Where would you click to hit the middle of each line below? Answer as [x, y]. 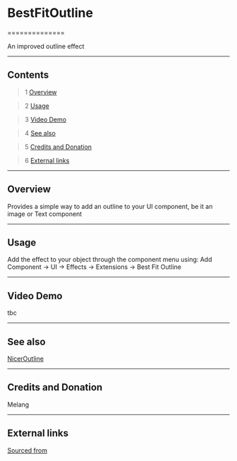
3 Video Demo [45, 119]
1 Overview [41, 92]
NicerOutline [26, 359]
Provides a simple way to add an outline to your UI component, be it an [110, 206]
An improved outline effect [46, 46]
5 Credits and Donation [58, 147]
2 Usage [37, 106]
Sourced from [28, 450]
